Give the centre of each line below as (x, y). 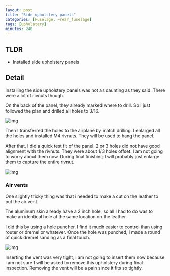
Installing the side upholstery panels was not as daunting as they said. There (85, 90)
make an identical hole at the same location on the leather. (66, 217)
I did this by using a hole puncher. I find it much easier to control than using (84, 227)
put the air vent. (22, 202)
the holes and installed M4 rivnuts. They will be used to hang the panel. (80, 136)
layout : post (19, 10)
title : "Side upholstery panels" (41, 15)
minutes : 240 (19, 29)
